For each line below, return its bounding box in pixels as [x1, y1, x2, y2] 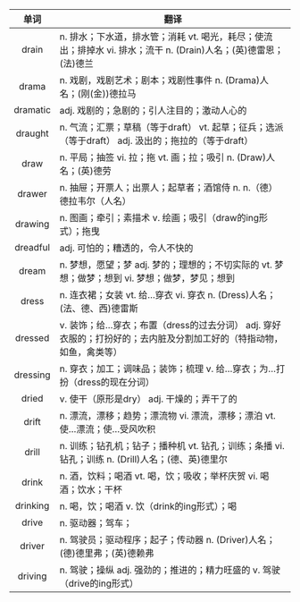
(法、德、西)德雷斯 [59, 302, 138, 314]
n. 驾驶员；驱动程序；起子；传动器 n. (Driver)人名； [59, 534, 276, 546]
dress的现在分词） [77, 376, 154, 388]
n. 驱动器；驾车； [59, 517, 133, 529]
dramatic [13, 104, 52, 115]
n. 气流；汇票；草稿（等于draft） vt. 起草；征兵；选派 [59, 121, 284, 133]
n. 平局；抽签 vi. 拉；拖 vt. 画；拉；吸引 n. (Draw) [59, 151, 266, 164]
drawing [14, 218, 50, 230]
